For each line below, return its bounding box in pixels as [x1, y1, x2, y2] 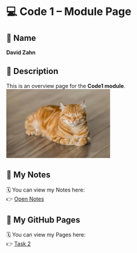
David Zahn [6, 49, 36, 56]
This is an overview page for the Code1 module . [6, 82, 126, 89]
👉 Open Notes [6, 195, 44, 202]
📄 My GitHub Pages [6, 215, 80, 225]
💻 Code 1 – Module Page [6, 5, 132, 19]
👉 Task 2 [6, 240, 31, 248]
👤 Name [6, 33, 36, 43]
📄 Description [6, 66, 59, 77]
